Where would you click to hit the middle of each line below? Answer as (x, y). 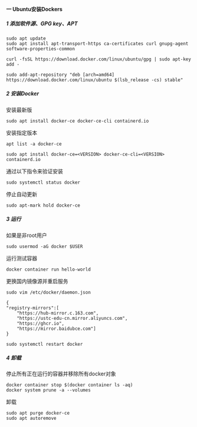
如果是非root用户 (27, 235)
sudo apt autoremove (32, 418)
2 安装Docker (23, 94)
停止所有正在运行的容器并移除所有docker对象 (61, 374)
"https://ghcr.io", (41, 323)
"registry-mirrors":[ (33, 308)
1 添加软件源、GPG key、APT (42, 24)
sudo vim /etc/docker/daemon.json (49, 292)
